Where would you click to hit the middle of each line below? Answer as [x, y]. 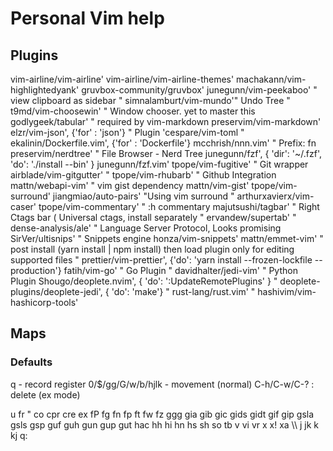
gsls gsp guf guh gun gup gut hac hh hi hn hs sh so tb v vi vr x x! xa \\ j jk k [164, 424]
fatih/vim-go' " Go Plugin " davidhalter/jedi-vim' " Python [180, 270]
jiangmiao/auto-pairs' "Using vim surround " [143, 196]
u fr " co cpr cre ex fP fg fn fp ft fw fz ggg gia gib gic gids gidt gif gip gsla [162, 414]
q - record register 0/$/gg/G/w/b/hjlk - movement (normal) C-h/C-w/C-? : [162, 384]
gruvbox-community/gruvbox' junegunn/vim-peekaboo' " [199, 90]
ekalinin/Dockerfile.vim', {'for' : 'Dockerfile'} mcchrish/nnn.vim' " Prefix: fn [163, 143]
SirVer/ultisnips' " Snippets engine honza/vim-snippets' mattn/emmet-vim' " [167, 238]
